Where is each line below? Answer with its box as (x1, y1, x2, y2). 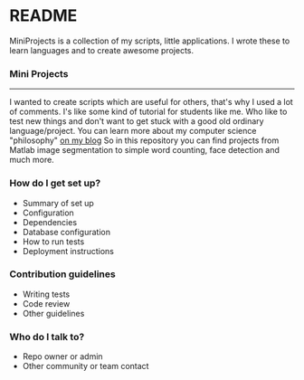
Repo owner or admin (22, 351, 103, 362)
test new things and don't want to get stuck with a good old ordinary (9, 116, 264, 127)
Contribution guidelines (9, 268, 116, 280)
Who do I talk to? (9, 330, 85, 343)
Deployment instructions (22, 245, 115, 256)
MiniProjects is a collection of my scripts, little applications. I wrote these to (9, 35, 290, 46)
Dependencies (22, 216, 78, 227)
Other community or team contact (22, 361, 149, 372)
